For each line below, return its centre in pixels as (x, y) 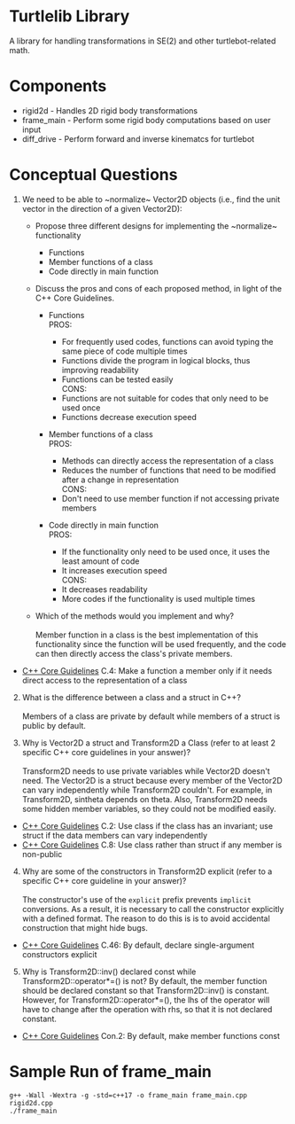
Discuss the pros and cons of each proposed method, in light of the (158, 288)
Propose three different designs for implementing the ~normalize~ (156, 226)
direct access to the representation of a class (105, 680)
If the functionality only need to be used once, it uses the (166, 551)
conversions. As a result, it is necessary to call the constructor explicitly (153, 909)
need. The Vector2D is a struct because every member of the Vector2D (152, 780)
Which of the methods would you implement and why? (135, 616)
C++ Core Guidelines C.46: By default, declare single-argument (138, 945)
